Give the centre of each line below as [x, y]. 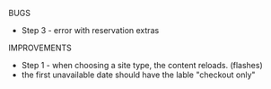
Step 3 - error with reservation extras [90, 30]
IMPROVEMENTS [40, 48]
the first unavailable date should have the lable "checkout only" [139, 75]
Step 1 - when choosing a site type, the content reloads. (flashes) [142, 65]
